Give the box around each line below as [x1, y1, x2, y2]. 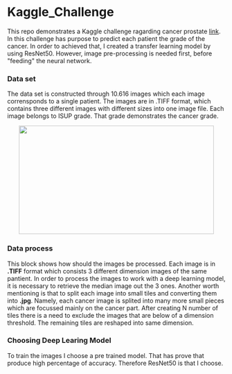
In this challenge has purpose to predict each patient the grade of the [7, 34, 206, 42]
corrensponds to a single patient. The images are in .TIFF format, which [7, 97, 211, 105]
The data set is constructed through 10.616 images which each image [7, 90, 206, 98]
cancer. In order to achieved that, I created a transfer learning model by [7, 42, 211, 50]
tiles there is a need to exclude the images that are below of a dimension [7, 311, 214, 319]
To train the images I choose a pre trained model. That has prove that [7, 351, 204, 359]
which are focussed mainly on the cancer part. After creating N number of [7, 303, 219, 312]
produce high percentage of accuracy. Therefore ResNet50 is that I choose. [7, 359, 224, 367]
